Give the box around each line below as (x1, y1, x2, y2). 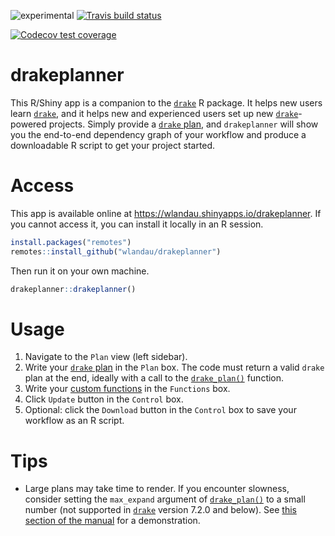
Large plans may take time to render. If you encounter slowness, (24, 483, 290, 495)
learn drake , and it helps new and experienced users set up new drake (10, 107, 299, 119)
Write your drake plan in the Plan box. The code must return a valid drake (24, 361, 325, 374)
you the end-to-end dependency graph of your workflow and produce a (10, 128, 307, 140)
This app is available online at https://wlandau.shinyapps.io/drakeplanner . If (10, 207, 322, 219)
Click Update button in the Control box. (24, 393, 184, 405)
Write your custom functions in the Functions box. (24, 383, 231, 395)
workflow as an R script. (24, 415, 125, 427)
